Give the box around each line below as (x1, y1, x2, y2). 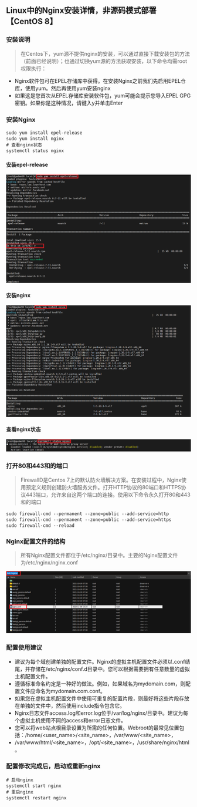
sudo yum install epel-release (6, 130, 83, 136)
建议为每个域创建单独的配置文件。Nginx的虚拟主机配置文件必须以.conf (14, 658, 186, 665)
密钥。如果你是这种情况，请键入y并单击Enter (14, 99, 123, 106)
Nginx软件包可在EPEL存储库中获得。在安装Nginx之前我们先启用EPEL (14, 77, 181, 84)
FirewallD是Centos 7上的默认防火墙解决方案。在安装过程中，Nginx (20, 476, 182, 483)
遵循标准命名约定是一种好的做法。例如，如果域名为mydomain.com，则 (14, 680, 186, 687)
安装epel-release (6, 161, 49, 168)
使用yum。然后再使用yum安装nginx (25, 85, 111, 92)
